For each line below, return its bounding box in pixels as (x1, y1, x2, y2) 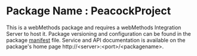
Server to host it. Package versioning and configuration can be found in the (6, 30, 191, 37)
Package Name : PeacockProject (6, 4, 171, 18)
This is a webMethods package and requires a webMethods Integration (6, 24, 181, 31)
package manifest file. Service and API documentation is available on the (6, 36, 186, 43)
